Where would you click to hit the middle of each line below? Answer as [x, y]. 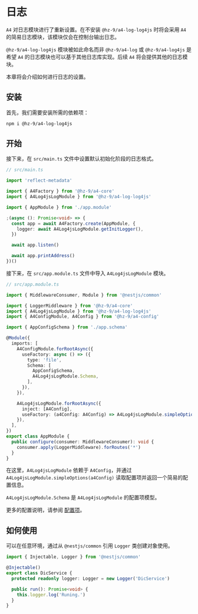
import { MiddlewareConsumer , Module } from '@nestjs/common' [84, 295]
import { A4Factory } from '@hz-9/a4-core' [60, 191]
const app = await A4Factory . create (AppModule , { [73, 224]
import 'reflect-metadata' [39, 180]
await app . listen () [35, 245]
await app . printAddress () [43, 256]
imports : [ [25, 344]
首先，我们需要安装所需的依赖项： [47, 112]
